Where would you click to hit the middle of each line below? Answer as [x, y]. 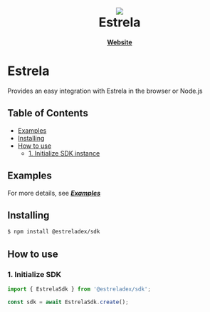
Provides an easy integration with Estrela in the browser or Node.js [105, 91]
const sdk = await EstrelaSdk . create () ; [68, 302]
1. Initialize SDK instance [64, 153]
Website [120, 42]
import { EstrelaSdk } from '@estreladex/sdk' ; [79, 289]
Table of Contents [48, 113]
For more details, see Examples [54, 193]
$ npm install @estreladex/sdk [54, 232]
